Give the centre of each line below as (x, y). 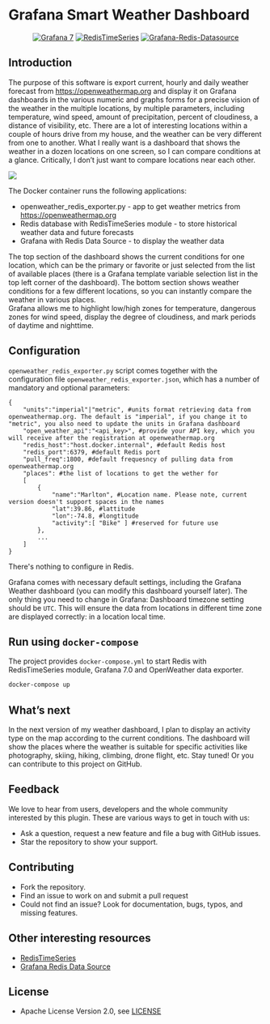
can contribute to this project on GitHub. (76, 764)
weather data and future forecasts (77, 232)
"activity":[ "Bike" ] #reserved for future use (135, 523)
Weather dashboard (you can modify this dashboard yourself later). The (128, 591)
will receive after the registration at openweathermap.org (112, 438)
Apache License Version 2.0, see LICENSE (91, 1011)
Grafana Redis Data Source (65, 966)
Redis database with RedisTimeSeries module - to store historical (128, 224)
